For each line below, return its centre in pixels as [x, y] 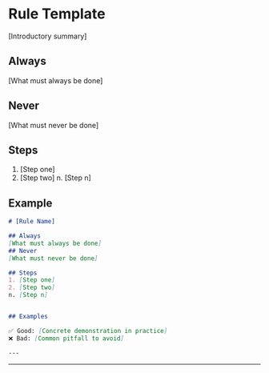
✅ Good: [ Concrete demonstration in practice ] [88, 331]
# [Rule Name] [32, 222]
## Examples [28, 317]
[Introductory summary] [48, 36]
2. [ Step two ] [32, 288]
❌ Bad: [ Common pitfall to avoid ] [66, 338]
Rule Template [57, 14]
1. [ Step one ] [32, 280]
